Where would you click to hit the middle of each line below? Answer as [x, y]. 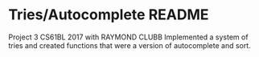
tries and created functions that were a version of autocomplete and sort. [129, 45]
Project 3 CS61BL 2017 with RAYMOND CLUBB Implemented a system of [128, 37]
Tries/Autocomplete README [109, 15]
